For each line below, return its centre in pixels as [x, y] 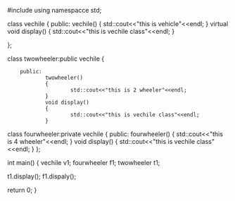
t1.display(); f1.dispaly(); [42, 176]
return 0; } [22, 190]
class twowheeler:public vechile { [56, 59]
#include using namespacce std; [55, 10]
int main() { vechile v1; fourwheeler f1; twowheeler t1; [84, 163]
